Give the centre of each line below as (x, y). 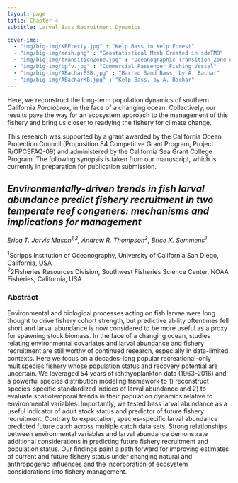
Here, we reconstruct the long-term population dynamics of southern (108, 99)
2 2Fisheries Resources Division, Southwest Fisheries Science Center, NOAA (118, 271)
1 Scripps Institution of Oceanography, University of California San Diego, (113, 254)
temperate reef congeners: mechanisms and (108, 211)
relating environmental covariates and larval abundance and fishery (106, 343)
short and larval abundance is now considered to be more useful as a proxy (118, 328)
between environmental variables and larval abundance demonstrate (108, 433)
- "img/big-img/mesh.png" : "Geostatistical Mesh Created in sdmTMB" (118, 53)
